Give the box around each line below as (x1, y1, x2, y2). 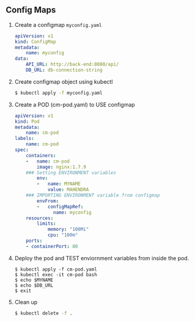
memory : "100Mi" (47, 226, 89, 233)
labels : (14, 136, 34, 142)
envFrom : (37, 198, 59, 204)
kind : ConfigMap (14, 38, 56, 45)
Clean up (14, 298, 38, 306)
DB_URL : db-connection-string (26, 67, 103, 73)
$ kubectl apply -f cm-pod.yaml (14, 266, 97, 273)
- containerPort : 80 (26, 243, 78, 249)
